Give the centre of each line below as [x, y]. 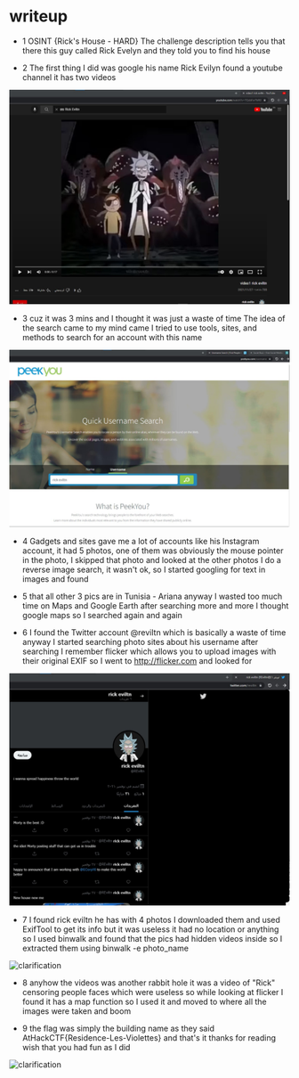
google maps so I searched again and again [102, 616]
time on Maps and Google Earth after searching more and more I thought [155, 606]
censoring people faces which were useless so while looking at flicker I [153, 992]
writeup [39, 16]
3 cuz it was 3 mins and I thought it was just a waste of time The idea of [154, 319]
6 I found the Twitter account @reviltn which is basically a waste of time [154, 633]
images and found [55, 579]
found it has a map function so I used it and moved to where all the [144, 1001]
